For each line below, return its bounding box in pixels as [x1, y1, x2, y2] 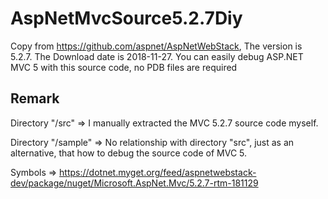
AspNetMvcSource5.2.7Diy [10, 7, 243, 30]
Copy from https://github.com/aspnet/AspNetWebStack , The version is [10, 40, 303, 52]
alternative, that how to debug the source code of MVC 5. [10, 147, 248, 159]
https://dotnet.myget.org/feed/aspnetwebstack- [59, 166, 257, 178]
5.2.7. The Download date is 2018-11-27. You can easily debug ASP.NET [10, 50, 304, 62]
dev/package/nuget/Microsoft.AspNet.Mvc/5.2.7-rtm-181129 [10, 177, 259, 189]
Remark [10, 90, 60, 107]
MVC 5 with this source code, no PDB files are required [10, 61, 238, 73]
